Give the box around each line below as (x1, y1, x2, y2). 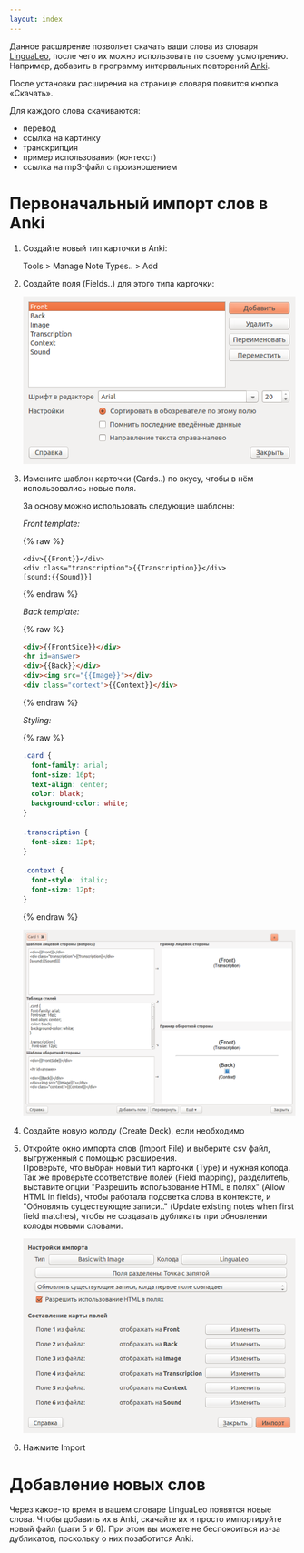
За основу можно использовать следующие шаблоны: (22, 500, 236, 511)
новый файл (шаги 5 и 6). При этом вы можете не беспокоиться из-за (9, 1524, 281, 1535)
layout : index (9, 15, 64, 24)
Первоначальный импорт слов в (9, 193, 269, 214)
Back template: (22, 606, 80, 617)
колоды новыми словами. (22, 1220, 123, 1231)
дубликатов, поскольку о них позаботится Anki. (9, 1533, 194, 1544)
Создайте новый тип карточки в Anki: (22, 242, 168, 254)
